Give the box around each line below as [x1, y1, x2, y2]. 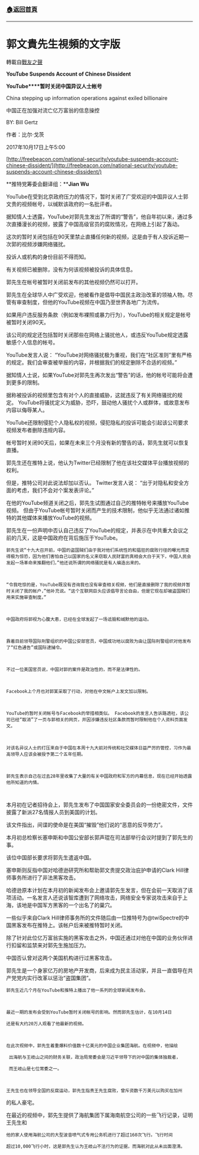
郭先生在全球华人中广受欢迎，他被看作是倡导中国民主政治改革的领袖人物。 [6, 291, 188, 299]
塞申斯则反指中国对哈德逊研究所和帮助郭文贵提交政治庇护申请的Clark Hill [6, 867, 184, 874]
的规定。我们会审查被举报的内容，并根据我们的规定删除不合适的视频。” [6, 359, 178, 366]
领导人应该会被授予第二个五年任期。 [10, 751, 86, 758]
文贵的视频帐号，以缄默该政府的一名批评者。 [6, 200, 115, 208]
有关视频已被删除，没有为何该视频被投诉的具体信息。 [6, 266, 136, 273]
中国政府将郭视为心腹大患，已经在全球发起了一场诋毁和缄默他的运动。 [6, 617, 152, 623]
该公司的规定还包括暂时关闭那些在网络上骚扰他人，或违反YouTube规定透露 [6, 331, 188, 338]
